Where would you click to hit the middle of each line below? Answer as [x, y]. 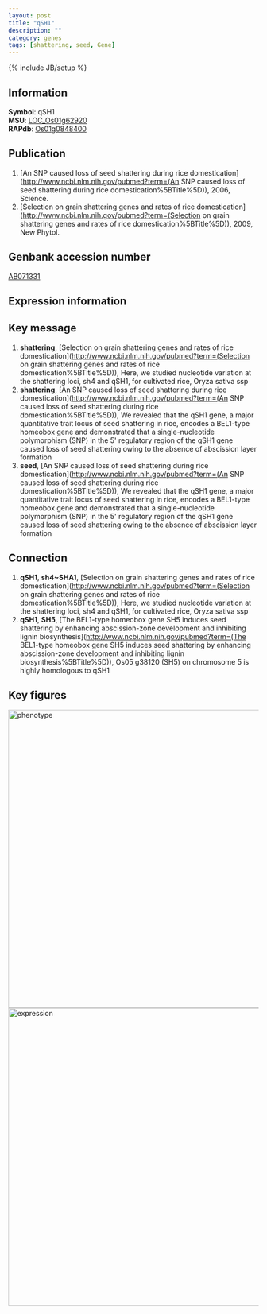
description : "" [35, 30]
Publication [37, 154]
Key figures [37, 695]
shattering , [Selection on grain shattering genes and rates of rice [127, 347]
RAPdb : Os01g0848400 [48, 129]
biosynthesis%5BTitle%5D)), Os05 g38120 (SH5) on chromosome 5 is [134, 661]
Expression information [68, 301]
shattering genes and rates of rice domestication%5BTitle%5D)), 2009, [136, 223]
